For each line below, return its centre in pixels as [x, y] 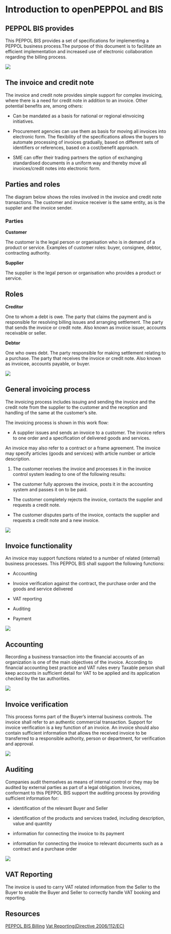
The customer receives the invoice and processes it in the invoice [82, 469]
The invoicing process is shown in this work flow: [57, 422]
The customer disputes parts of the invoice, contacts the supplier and [86, 515]
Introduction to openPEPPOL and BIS [84, 9]
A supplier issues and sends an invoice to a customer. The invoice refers [89, 432]
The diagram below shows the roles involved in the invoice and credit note [83, 197]
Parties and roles [33, 185]
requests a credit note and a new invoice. [56, 520]
